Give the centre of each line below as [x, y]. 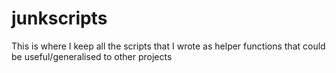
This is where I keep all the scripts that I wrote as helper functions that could [168, 46]
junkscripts [59, 18]
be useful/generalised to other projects [92, 56]
